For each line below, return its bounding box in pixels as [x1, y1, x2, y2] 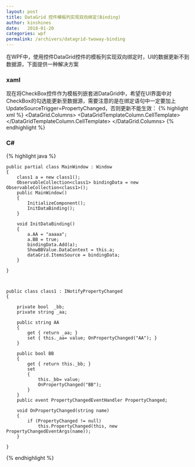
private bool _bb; [17, 303, 65, 310]
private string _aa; [17, 309, 67, 315]
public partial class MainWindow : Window [6, 164, 112, 169]
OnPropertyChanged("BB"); [37, 382, 102, 388]
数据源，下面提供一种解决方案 [6, 60, 79, 68]
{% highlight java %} [6, 152, 56, 159]
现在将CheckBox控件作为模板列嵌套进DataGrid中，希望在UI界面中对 [6, 90, 172, 97]
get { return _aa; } [27, 330, 78, 335]
